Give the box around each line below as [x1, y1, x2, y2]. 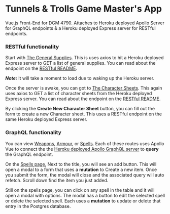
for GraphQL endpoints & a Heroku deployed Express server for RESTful [5, 25, 156, 31]
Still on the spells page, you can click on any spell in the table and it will [5, 187, 155, 193]
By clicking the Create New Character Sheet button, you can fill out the [5, 106, 155, 112]
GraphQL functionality [5, 129, 62, 136]
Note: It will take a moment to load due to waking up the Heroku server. [5, 75, 155, 81]
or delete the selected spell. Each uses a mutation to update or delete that [5, 198, 161, 204]
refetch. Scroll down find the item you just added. [5, 177, 109, 183]
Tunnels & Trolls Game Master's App [5, 3, 162, 15]
